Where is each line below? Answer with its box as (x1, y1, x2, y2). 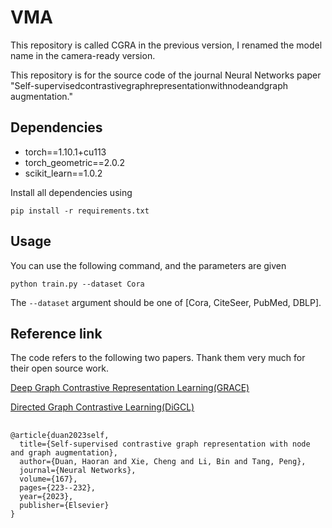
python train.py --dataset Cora (10, 279, 145, 289)
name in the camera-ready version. (10, 49, 156, 61)
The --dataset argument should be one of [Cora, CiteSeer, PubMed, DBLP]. (10, 296, 322, 308)
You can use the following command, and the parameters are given (10, 259, 287, 271)
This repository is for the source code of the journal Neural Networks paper (10, 69, 322, 81)
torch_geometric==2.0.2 (24, 156, 126, 168)
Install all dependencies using (10, 186, 133, 198)
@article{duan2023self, (10, 430, 110, 440)
